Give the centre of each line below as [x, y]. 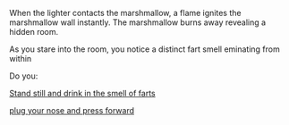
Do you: [24, 76]
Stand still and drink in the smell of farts [83, 93]
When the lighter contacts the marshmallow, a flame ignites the [125, 13]
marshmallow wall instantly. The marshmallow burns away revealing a [138, 22]
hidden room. [34, 32]
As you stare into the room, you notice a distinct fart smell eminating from [144, 49]
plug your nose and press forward [72, 110]
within [21, 58]
